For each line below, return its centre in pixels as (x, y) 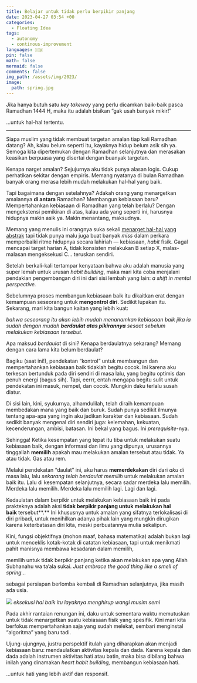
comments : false (26, 72)
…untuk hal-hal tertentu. (35, 122)
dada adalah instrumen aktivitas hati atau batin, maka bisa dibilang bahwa (95, 656)
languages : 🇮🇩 (24, 50)
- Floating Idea (31, 28)
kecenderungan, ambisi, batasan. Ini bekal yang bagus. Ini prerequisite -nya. (98, 428)
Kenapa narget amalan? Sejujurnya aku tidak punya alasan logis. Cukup (92, 169)
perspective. (21, 284)
